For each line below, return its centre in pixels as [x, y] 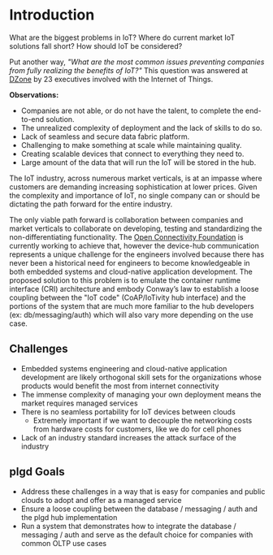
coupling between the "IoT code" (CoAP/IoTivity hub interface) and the [128, 297]
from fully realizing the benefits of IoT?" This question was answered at [129, 70]
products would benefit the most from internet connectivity [120, 386]
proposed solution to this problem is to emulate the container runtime [125, 280]
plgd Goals [37, 472]
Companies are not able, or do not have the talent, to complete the [132, 111]
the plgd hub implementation [69, 517]
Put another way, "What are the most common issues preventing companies [137, 62]
